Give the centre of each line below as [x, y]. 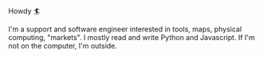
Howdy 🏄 [24, 11]
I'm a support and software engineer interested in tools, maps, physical [125, 29]
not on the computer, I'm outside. [63, 46]
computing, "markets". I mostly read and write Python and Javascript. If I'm [131, 37]
